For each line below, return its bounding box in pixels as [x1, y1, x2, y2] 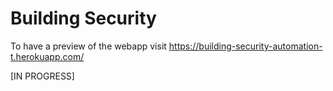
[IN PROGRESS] [10, 70, 75, 82]
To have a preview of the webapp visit [10, 40, 167, 52]
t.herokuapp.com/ [10, 50, 85, 62]
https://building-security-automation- [168, 40, 323, 52]
